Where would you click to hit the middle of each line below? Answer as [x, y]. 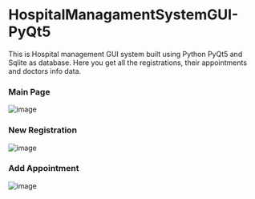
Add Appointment [44, 169]
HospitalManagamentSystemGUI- [123, 15]
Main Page [29, 91]
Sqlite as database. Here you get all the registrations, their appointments [127, 63]
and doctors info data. [45, 71]
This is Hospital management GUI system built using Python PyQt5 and [125, 54]
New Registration [43, 130]
